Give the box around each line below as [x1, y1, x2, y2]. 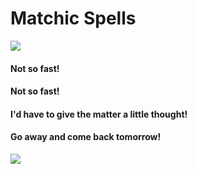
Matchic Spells [10, 7, 137, 30]
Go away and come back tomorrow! [10, 131, 162, 143]
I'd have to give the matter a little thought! [10, 108, 188, 120]
